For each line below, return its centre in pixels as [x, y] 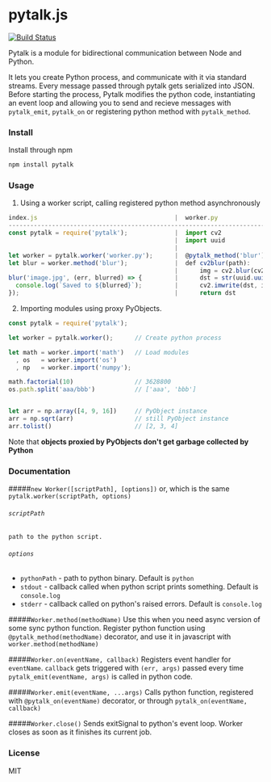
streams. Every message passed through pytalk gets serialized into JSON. [131, 86]
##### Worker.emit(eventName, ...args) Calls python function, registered [131, 692]
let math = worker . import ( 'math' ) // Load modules [99, 352]
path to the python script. [56, 537]
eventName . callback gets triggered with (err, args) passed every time [126, 668]
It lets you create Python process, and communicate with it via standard [128, 77]
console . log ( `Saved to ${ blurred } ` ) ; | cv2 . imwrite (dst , [137, 286]
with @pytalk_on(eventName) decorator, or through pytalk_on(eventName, [128, 701]
